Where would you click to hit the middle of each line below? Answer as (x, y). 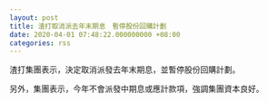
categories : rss (40, 43)
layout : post (34, 18)
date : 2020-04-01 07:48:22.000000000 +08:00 (95, 34)
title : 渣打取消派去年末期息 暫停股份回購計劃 (88, 26)
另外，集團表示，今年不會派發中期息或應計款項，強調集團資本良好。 (137, 89)
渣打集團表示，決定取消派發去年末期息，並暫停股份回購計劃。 (125, 70)
